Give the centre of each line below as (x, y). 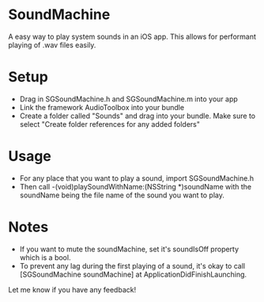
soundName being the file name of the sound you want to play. (122, 195)
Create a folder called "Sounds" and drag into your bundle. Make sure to (138, 116)
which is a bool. (45, 257)
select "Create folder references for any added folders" (109, 124)
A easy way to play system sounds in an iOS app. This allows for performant (132, 36)
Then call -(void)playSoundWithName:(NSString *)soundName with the (135, 186)
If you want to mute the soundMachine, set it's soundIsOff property (129, 249)
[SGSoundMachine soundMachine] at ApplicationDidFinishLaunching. (133, 274)
